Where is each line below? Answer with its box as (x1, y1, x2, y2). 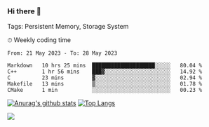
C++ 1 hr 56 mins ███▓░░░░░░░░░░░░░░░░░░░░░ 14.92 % (7, 68, 202, 76)
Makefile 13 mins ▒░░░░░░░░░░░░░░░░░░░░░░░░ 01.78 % (7, 81, 202, 88)
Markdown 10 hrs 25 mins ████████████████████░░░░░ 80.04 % (7, 62, 202, 69)
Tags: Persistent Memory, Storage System (7, 22, 129, 31)
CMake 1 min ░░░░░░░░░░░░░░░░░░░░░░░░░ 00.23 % (7, 87, 202, 94)
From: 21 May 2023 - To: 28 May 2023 (7, 50, 118, 57)
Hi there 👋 (7, 6, 42, 16)
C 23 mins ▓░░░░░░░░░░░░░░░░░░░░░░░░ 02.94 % (7, 74, 202, 81)
